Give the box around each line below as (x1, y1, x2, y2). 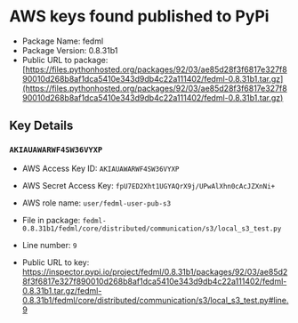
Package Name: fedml (21, 36, 104, 46)
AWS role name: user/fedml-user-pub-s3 (21, 198, 172, 208)
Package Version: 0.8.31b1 (21, 44, 118, 55)
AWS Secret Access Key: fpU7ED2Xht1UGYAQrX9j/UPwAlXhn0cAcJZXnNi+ (21, 180, 276, 190)
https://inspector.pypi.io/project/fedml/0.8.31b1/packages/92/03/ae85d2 (21, 266, 288, 277)
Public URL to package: (21, 54, 109, 65)
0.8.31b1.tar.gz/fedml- (21, 285, 102, 295)
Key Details (9, 118, 74, 133)
